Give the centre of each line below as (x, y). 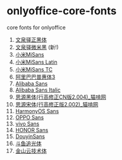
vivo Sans (27, 124)
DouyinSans (30, 136)
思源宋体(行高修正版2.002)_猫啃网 (57, 104)
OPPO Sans (29, 117)
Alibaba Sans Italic (38, 90)
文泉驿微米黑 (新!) (37, 47)
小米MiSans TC (34, 69)
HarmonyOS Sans (37, 111)
